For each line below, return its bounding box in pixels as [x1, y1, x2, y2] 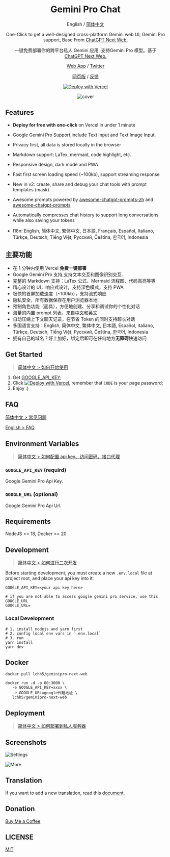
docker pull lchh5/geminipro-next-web [5, 672, 88, 677]
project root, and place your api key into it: [5, 575, 94, 582]
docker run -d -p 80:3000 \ [5, 680, 65, 686]
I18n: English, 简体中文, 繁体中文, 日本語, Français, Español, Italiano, [12, 228, 154, 234]
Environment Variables [5, 439, 79, 448]
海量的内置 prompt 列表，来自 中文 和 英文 [12, 310, 98, 316]
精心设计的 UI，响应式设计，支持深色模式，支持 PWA [12, 284, 124, 290]
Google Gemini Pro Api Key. [5, 478, 64, 484]
